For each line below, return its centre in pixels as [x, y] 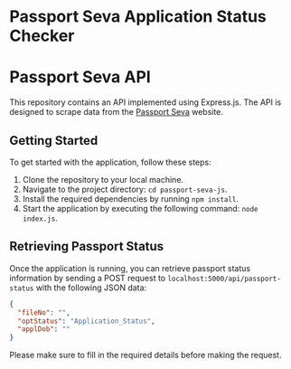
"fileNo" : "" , [44, 312]
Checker [42, 36]
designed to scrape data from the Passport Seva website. [117, 112]
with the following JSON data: [91, 288]
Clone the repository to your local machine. [103, 179]
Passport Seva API [80, 77]
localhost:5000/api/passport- [224, 279]
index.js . [40, 218]
